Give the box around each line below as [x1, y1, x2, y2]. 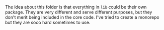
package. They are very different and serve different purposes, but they [5, 9, 153, 15]
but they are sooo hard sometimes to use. [5, 19, 90, 25]
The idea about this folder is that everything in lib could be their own [5, 4, 147, 10]
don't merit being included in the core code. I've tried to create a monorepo [5, 15, 160, 20]
